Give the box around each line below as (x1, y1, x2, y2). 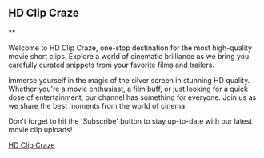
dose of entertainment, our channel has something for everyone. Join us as (8, 92, 257, 102)
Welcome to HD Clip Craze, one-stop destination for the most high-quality (8, 43, 253, 53)
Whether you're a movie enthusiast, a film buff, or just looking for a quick (8, 84, 248, 93)
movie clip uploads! (8, 124, 73, 134)
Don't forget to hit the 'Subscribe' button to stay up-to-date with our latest (8, 116, 253, 126)
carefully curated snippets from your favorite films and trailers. (8, 60, 214, 69)
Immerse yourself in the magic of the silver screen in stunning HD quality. (8, 75, 250, 85)
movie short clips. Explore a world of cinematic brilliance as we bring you (8, 51, 250, 61)
